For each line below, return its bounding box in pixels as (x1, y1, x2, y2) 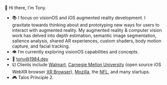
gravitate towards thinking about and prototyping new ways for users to (11, 22, 159, 27)
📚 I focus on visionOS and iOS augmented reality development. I (11, 15, 146, 20)
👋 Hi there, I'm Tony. (4, 5, 46, 10)
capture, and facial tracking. (11, 43, 70, 49)
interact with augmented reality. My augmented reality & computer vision (11, 27, 162, 33)
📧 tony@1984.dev (11, 56, 48, 62)
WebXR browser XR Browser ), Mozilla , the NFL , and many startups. (11, 69, 150, 74)
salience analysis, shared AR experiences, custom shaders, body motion (11, 38, 161, 43)
